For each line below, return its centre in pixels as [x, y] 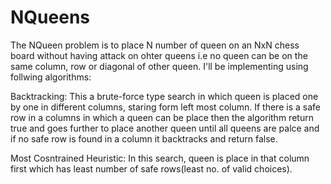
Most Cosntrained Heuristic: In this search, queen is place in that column [160, 158]
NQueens [50, 17]
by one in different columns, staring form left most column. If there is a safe [165, 107]
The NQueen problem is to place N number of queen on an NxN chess [155, 45]
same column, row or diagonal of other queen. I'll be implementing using [159, 66]
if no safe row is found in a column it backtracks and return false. [144, 138]
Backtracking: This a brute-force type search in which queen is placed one [164, 96]
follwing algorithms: [51, 77]
